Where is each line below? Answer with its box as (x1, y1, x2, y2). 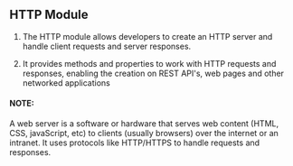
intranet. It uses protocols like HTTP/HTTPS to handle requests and (9, 137, 260, 148)
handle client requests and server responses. (22, 41, 192, 51)
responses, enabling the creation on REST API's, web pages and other (22, 68, 285, 78)
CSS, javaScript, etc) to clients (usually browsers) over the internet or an (9, 128, 279, 139)
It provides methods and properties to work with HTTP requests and (22, 58, 277, 69)
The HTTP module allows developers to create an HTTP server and (22, 31, 273, 41)
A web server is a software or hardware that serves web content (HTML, (9, 118, 279, 129)
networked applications (22, 77, 110, 88)
